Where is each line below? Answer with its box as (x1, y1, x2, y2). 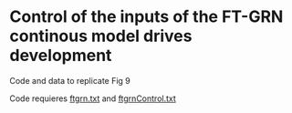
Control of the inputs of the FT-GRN (9, 6, 284, 27)
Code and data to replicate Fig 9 (9, 75, 130, 86)
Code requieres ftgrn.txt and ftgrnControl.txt (9, 93, 176, 104)
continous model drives (9, 26, 193, 46)
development (9, 46, 112, 66)
